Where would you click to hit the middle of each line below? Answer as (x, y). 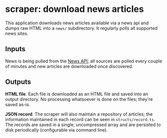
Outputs (18, 82)
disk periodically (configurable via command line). (57, 130)
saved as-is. (18, 104)
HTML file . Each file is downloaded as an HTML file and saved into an (77, 94)
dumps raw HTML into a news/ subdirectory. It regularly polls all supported (82, 28)
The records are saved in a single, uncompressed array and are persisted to (83, 125)
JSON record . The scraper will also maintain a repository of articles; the (79, 114)
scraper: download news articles (75, 9)
